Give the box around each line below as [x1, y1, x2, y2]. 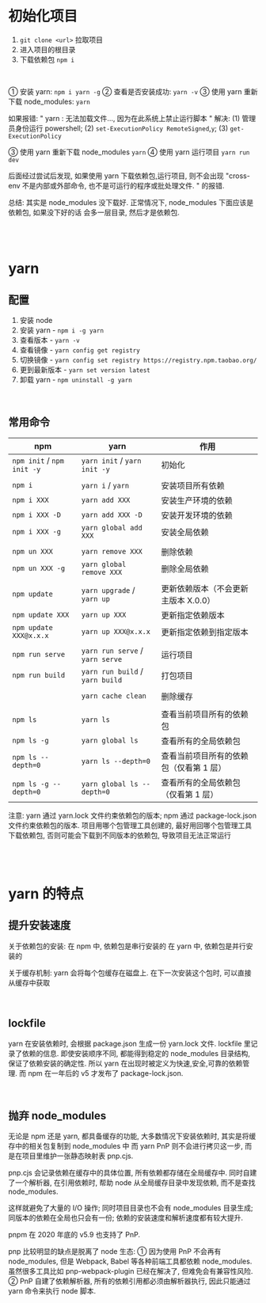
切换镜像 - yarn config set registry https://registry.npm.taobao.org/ [19, 355, 257, 364]
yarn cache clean [81, 691, 146, 701]
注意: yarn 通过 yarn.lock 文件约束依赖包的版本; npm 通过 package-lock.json [8, 811, 257, 820]
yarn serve [81, 655, 123, 663]
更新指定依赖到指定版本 [161, 626, 249, 637]
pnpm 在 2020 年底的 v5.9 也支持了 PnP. [8, 1230, 141, 1240]
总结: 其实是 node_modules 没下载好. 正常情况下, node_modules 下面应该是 [8, 197, 254, 207]
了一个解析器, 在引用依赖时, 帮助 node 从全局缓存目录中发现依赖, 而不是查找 [8, 1178, 256, 1187]
